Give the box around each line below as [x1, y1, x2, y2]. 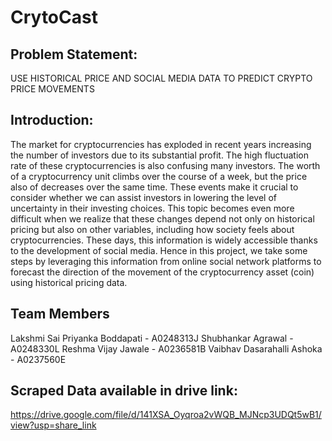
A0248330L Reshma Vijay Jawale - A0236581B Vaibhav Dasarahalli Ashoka [10, 342, 323, 355]
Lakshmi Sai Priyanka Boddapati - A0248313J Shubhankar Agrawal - [10, 332, 294, 344]
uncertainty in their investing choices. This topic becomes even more [10, 202, 295, 214]
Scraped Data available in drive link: [10, 382, 238, 400]
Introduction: [10, 112, 94, 129]
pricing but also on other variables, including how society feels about [10, 223, 295, 235]
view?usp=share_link [10, 419, 97, 431]
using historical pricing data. [10, 276, 128, 288]
